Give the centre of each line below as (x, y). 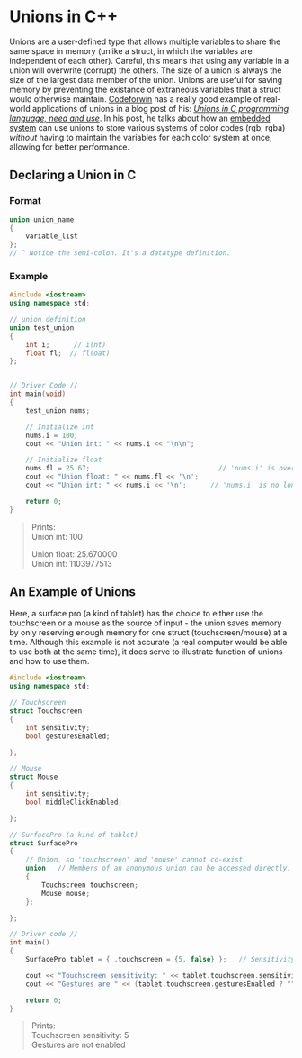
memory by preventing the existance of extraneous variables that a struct (145, 89)
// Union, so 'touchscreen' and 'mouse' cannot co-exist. (136, 860)
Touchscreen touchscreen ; (90, 885)
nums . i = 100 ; (52, 435)
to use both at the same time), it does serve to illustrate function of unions (146, 652)
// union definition (48, 320)
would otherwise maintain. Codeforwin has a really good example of (136, 99)
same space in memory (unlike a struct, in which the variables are (131, 50)
